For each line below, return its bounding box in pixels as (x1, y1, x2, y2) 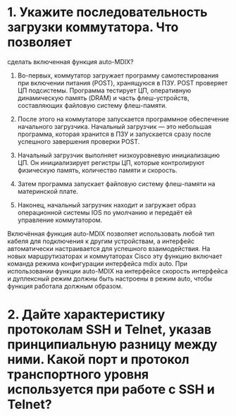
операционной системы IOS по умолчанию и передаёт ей (17, 208, 192, 216)
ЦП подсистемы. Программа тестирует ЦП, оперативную (17, 86, 192, 94)
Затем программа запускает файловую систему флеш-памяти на (17, 179, 216, 188)
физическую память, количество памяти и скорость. (17, 166, 178, 174)
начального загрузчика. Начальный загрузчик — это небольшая (17, 122, 212, 130)
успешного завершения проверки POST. (17, 137, 140, 145)
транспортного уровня (7, 367, 149, 383)
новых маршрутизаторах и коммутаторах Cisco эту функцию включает (7, 252, 223, 260)
